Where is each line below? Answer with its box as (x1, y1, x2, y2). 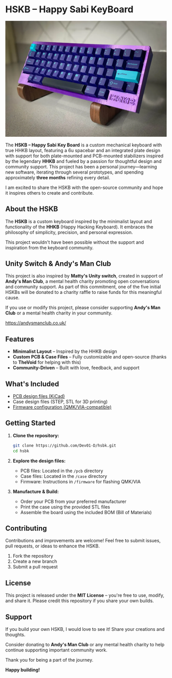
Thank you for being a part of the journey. (5, 656, 94, 663)
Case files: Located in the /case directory (20, 473, 107, 479)
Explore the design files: (12, 457, 66, 464)
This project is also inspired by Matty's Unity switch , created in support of (5, 273, 163, 279)
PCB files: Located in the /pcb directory (20, 468, 103, 474)
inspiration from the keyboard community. (5, 244, 94, 250)
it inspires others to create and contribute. (5, 189, 94, 196)
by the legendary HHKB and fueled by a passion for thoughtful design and (5, 158, 162, 164)
